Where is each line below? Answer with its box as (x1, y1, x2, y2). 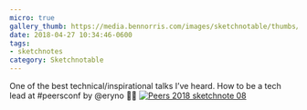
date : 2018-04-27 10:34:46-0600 (9, 30, 132, 39)
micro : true (9, 13, 55, 23)
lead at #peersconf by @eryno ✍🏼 (9, 90, 137, 101)
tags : (9, 38, 30, 48)
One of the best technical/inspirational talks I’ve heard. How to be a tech (9, 81, 281, 91)
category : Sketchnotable (9, 55, 104, 65)
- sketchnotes (9, 47, 64, 56)
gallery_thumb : (9, 22, 68, 31)
